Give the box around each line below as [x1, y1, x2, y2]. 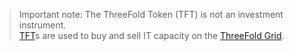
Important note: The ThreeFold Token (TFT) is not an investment [18, 9, 284, 20]
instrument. [18, 19, 67, 31]
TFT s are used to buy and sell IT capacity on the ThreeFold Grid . [18, 30, 285, 41]
